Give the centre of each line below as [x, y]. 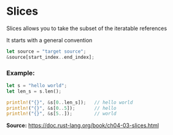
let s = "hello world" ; [37, 85]
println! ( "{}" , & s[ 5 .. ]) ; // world [61, 114]
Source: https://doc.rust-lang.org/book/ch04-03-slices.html [83, 125]
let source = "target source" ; [46, 51]
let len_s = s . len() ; [34, 91]
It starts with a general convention [49, 40]
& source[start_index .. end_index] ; [51, 57]
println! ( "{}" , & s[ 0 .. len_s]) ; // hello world [70, 102]
